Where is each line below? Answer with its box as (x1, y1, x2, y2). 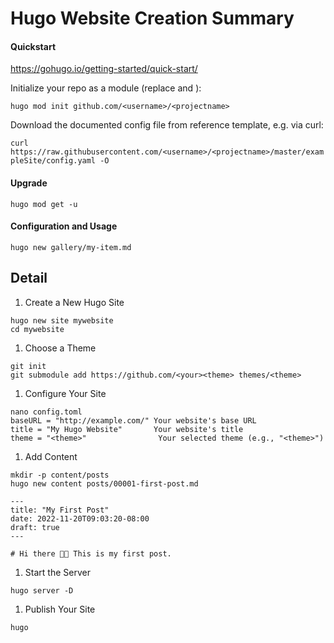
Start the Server (24, 566, 91, 578)
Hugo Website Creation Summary (10, 7, 295, 30)
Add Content (24, 450, 78, 462)
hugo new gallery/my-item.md (10, 242, 132, 252)
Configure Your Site (24, 387, 107, 399)
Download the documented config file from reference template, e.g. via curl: (10, 119, 324, 131)
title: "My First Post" (10, 505, 110, 515)
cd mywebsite (10, 324, 65, 334)
